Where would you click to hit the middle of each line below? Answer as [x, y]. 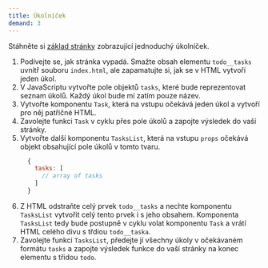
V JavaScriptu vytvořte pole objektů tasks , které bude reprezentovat [133, 87]
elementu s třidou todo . [58, 257]
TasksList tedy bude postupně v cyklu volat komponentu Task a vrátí [133, 223]
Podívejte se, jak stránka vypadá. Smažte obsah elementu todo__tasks [136, 62]
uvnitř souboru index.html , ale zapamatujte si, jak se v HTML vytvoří [133, 70]
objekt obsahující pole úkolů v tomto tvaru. [90, 146]
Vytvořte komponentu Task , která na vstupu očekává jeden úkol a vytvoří [140, 104]
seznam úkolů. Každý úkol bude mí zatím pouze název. [110, 95]
